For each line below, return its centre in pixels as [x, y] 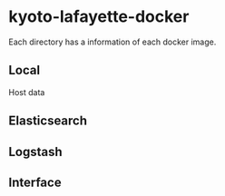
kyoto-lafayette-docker [99, 17]
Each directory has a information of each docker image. [112, 42]
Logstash [35, 152]
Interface [35, 182]
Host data [27, 92]
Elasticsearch [48, 121]
